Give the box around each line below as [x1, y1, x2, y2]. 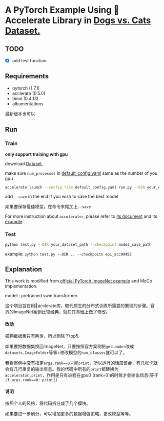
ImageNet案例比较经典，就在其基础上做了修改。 [13, 309, 110, 315]
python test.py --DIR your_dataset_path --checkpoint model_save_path [5, 242, 152, 247]
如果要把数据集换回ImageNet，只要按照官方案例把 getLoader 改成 [5, 343, 134, 349]
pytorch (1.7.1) [12, 85, 40, 91]
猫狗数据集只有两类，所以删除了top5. [5, 333, 80, 339]
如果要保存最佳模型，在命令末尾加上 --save [5, 204, 91, 210]
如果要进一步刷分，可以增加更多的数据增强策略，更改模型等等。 [5, 411, 133, 417]
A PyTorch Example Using [5, 4, 112, 16]
